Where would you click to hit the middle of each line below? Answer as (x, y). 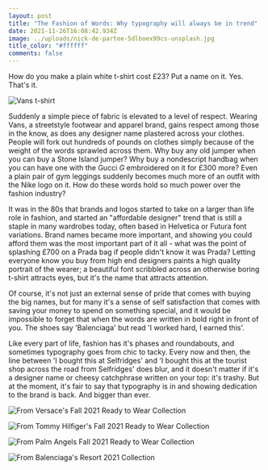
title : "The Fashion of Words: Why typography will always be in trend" (133, 23)
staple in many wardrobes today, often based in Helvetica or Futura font (128, 226)
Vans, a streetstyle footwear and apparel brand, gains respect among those (134, 125)
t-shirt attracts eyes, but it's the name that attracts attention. (109, 278)
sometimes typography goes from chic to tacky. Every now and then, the (130, 352)
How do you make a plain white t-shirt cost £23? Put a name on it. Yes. (126, 76)
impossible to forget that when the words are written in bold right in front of (134, 319)
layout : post (30, 16)
